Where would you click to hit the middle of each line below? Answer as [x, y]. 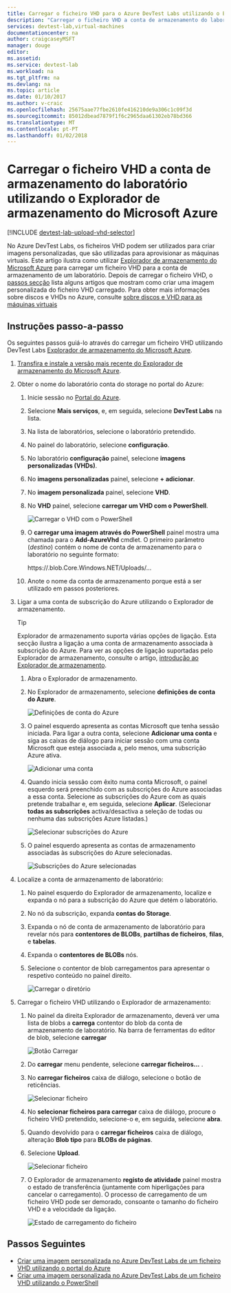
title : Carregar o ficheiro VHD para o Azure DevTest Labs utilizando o [113, 13]
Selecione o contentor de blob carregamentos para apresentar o [119, 968]
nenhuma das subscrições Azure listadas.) [88, 819]
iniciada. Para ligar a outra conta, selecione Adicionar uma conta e [122, 733]
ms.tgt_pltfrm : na [33, 78]
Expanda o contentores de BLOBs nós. [83, 955]
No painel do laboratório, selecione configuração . [98, 445]
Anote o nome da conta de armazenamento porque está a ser [114, 581]
